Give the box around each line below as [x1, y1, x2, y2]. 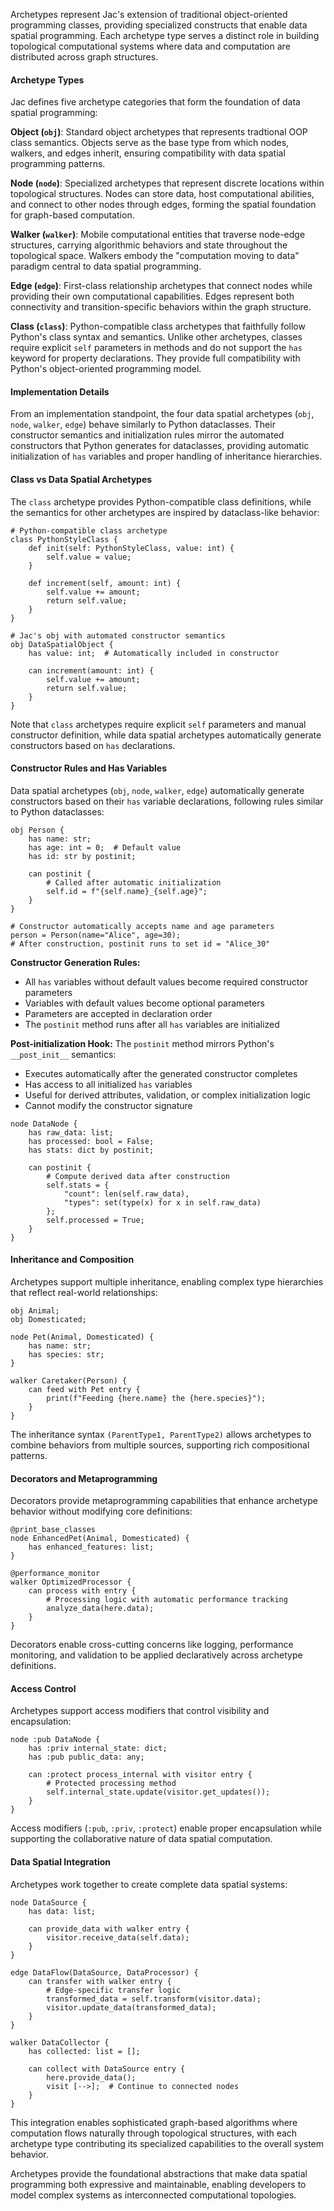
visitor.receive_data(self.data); [46, 1932, 190, 1943]
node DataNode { [10, 1119, 78, 1129]
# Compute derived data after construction [46, 1171, 230, 1181]
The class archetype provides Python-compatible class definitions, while [10, 495, 312, 508]
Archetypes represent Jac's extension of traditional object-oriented [10, 9, 288, 20]
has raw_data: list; [28, 1127, 114, 1138]
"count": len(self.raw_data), [63, 1189, 190, 1199]
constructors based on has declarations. [10, 739, 176, 751]
